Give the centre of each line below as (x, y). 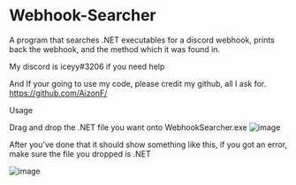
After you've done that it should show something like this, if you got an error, (148, 144)
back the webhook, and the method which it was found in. (115, 49)
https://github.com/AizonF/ (58, 93)
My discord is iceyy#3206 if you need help (87, 66)
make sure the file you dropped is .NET (80, 154)
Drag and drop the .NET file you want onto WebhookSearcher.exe (128, 127)
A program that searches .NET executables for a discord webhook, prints (142, 40)
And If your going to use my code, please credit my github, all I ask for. (138, 83)
